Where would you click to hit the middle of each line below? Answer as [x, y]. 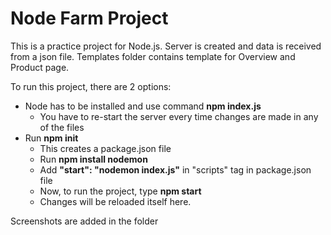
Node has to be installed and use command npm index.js [143, 106]
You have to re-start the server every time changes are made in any [179, 116]
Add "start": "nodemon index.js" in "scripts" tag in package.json [175, 169]
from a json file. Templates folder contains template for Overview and [153, 56]
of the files [62, 127]
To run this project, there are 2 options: [91, 86]
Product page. [40, 67]
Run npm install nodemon [93, 159]
